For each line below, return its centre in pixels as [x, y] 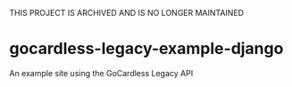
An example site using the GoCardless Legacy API [101, 73]
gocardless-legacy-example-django [146, 49]
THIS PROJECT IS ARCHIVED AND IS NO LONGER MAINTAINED [126, 13]
